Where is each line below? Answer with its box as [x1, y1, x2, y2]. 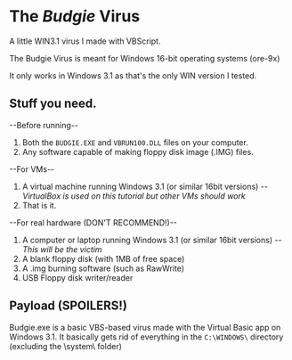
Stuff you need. [9, 96, 97, 111]
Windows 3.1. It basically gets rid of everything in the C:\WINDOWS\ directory [9, 331, 284, 342]
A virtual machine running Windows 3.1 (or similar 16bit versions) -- [21, 181, 269, 192]
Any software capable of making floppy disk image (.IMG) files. [21, 146, 254, 157]
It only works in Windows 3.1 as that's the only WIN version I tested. [9, 70, 257, 81]
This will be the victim [21, 243, 102, 255]
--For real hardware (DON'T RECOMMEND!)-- [9, 217, 178, 228]
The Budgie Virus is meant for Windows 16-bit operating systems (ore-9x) [9, 53, 280, 63]
